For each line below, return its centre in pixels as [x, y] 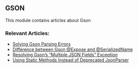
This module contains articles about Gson [48, 20]
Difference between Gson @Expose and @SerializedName [73, 49]
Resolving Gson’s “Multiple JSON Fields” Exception [65, 55]
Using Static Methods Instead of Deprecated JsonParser [70, 60]
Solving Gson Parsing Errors [41, 44]
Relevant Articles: [27, 33]
